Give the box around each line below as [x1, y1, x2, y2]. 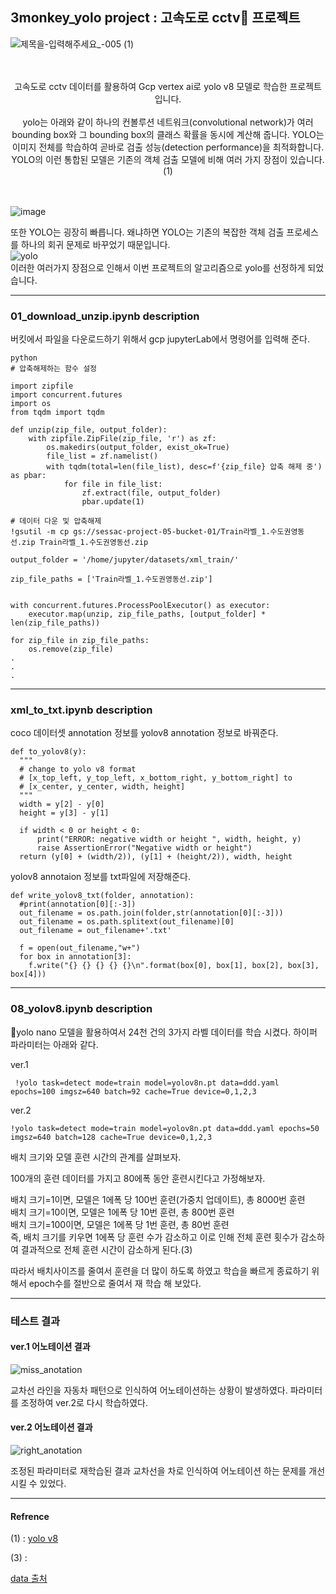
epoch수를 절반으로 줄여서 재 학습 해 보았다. [28, 1277, 202, 1289]
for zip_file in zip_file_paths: [10, 636, 150, 646]
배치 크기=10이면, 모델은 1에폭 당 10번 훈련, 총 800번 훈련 [10, 1206, 235, 1218]
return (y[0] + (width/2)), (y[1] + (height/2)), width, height [19, 852, 293, 862]
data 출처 [10, 1573, 48, 1585]
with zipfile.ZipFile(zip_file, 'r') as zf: [28, 434, 217, 444]
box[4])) [10, 969, 47, 980]
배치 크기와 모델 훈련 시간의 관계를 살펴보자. [10, 1151, 182, 1163]
